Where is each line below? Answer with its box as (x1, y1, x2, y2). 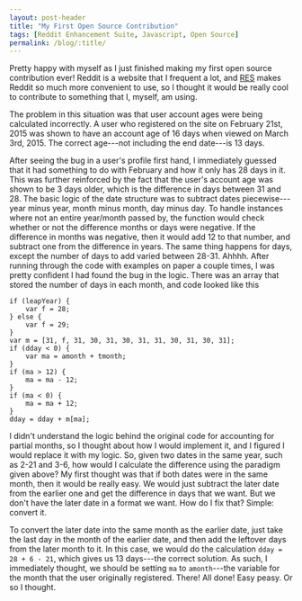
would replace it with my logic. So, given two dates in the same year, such (9, 450, 283, 461)
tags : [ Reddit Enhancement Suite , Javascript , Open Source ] (9, 30, 240, 39)
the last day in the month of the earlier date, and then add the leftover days (9, 534, 287, 545)
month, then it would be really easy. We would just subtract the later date (9, 479, 280, 489)
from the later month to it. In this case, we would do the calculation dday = (9, 543, 283, 554)
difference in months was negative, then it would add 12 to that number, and (9, 231, 290, 243)
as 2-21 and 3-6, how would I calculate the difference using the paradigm (9, 460, 280, 471)
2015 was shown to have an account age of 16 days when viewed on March (9, 128, 289, 139)
